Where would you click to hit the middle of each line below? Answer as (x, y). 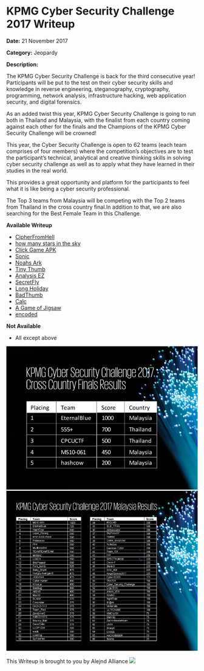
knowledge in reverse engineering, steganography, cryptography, (88, 89)
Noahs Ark (29, 263)
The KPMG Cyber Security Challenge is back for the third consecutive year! (101, 76)
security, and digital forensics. (44, 102)
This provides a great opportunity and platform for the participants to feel (98, 182)
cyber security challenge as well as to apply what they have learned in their (100, 164)
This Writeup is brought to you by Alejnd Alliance (67, 661)
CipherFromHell (35, 237)
